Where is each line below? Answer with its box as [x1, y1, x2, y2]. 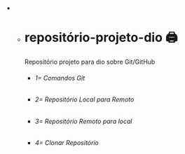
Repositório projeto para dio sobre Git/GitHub [24, 57, 156, 66]
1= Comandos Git [34, 73, 85, 82]
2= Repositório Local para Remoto [34, 95, 135, 104]
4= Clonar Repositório [34, 139, 100, 147]
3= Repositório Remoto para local [34, 117, 132, 125]
